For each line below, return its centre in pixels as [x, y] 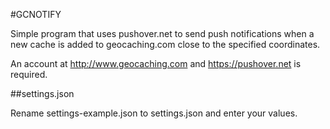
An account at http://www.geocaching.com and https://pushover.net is [156, 63]
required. [29, 74]
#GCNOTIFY [36, 14]
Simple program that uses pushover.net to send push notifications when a [162, 33]
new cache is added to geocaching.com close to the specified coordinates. [165, 44]
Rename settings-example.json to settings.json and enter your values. [154, 113]
